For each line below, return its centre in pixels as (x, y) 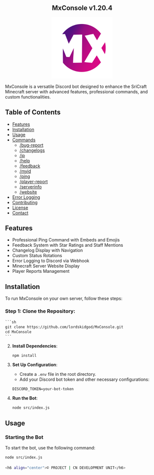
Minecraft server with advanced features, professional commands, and (77, 92)
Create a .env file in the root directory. (58, 374)
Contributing (25, 202)
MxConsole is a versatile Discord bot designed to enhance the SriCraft (76, 86)
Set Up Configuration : (35, 365)
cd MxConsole (18, 332)
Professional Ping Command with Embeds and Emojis (66, 240)
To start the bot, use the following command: (50, 448)
